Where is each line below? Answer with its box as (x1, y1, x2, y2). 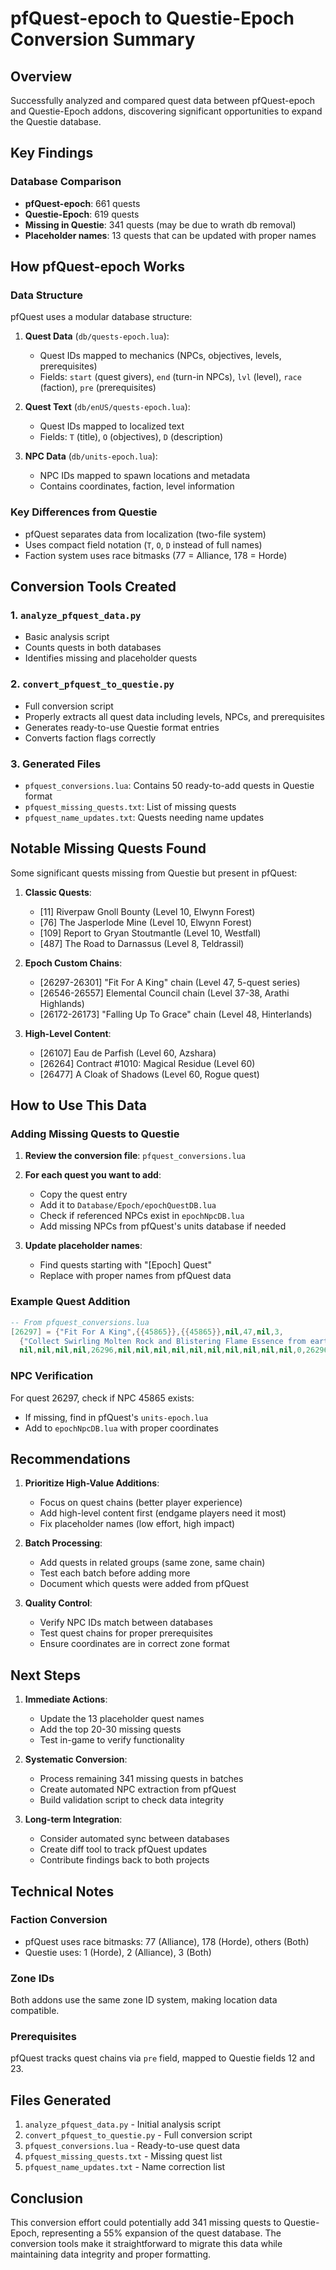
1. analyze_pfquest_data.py (10, 608, 142, 622)
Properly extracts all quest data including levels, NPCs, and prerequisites (24, 710, 325, 722)
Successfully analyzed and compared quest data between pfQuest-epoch (10, 95, 315, 106)
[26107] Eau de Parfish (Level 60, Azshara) (39, 1047, 217, 1059)
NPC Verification (10, 1369, 94, 1383)
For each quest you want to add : (24, 1169, 162, 1181)
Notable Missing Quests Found (10, 840, 207, 857)
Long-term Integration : (24, 1813, 123, 1826)
